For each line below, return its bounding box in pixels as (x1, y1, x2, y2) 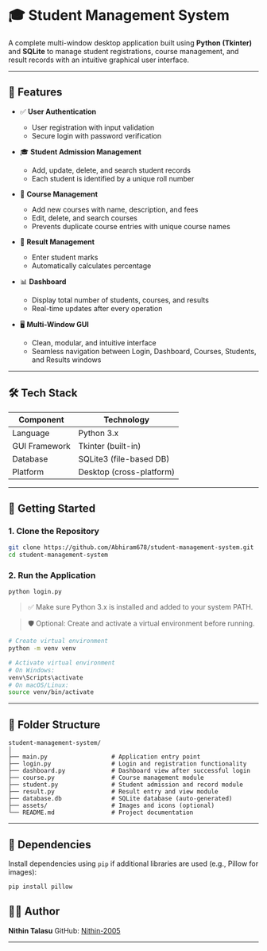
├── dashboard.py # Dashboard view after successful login (8, 767, 250, 775)
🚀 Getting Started (8, 501, 96, 515)
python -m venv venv (8, 645, 77, 653)
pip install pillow (8, 883, 73, 891)
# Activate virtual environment (8, 658, 115, 667)
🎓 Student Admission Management (19, 146, 141, 156)
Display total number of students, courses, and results (31, 295, 209, 305)
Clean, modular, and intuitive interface (31, 337, 157, 347)
